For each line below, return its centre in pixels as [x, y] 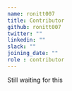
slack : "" [22, 47]
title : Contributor [36, 20]
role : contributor [36, 60]
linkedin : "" [26, 40]
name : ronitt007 [31, 14]
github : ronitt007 [34, 27]
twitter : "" [25, 34]
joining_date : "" [33, 54]
